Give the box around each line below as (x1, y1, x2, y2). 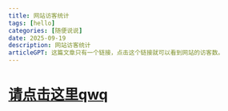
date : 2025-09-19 (8, 34, 66, 42)
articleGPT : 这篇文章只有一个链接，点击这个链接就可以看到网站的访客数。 (8, 49, 224, 57)
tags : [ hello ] (8, 19, 56, 27)
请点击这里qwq (8, 85, 108, 104)
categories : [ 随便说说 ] (8, 26, 82, 34)
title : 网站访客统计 (8, 11, 70, 20)
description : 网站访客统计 (8, 42, 91, 50)
